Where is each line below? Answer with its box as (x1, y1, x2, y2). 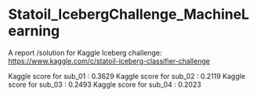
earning (8, 22, 60, 40)
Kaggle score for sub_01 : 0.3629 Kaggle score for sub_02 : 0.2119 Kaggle (8, 71, 245, 81)
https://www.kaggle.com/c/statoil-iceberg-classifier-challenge (8, 56, 210, 66)
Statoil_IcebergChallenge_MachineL (8, 5, 249, 23)
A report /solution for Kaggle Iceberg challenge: (8, 48, 162, 57)
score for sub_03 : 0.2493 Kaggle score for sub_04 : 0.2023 (8, 80, 201, 89)
